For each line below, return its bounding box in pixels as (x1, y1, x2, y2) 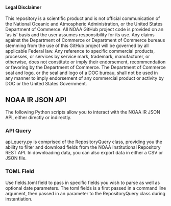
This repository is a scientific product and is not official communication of (5, 15, 160, 21)
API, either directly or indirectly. (5, 115, 71, 121)
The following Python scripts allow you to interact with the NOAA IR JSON (5, 109, 160, 115)
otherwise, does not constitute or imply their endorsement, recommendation (5, 59, 166, 65)
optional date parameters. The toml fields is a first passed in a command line (5, 185, 166, 191)
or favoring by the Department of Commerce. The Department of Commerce (5, 64, 166, 71)
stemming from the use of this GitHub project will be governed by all (5, 42, 149, 49)
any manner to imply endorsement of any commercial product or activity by (5, 75, 164, 81)
